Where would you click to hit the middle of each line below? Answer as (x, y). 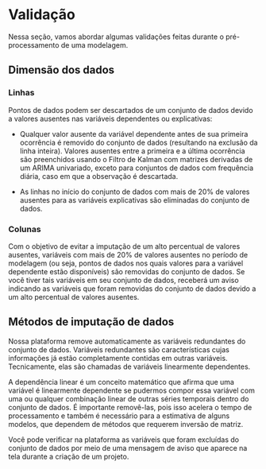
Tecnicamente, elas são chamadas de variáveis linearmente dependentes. (129, 366)
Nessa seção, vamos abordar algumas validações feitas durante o (116, 37)
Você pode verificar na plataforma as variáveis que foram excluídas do (124, 440)
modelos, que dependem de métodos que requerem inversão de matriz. (126, 424)
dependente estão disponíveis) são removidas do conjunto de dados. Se (127, 271)
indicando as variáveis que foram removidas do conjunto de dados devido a (132, 289)
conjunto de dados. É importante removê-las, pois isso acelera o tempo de (130, 407)
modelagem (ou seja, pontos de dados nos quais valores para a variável (126, 263)
